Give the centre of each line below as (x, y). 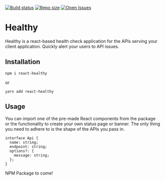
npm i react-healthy (26, 73)
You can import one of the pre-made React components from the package (81, 118)
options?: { (22, 151)
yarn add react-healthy (30, 91)
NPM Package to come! (29, 173)
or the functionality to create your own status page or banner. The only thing (83, 124)
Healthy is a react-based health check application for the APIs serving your (81, 41)
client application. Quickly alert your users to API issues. (62, 46)
